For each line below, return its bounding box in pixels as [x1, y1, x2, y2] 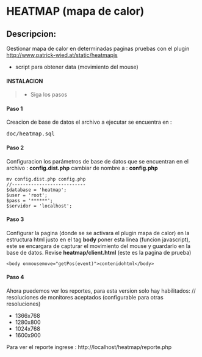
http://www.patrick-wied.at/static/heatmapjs [6, 51, 118, 59]
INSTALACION [6, 77, 43, 85]
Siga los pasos [30, 91, 68, 99]
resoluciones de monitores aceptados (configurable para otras [6, 294, 164, 301]
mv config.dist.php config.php [6, 176, 86, 182]
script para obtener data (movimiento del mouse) [15, 63, 139, 70]
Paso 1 [6, 105, 23, 112]
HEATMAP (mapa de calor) [6, 4, 145, 18]
